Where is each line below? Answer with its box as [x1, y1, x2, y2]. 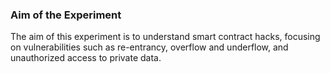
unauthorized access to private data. [10, 52, 162, 64]
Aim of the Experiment [10, 8, 122, 22]
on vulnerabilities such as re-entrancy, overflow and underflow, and [10, 41, 289, 53]
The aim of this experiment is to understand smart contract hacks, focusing [10, 31, 321, 43]
